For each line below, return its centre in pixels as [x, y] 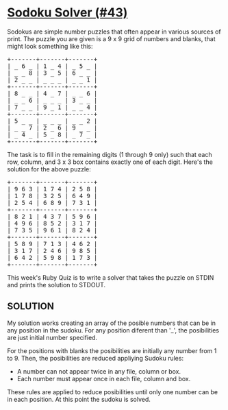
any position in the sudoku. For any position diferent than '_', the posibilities [113, 330]
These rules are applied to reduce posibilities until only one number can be [112, 391]
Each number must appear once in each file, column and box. [104, 378]
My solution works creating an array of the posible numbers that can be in [111, 323]
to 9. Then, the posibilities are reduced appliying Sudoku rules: [95, 358]
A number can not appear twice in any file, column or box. [99, 371]
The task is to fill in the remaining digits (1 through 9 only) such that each [110, 154]
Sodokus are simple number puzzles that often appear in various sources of [114, 32]
